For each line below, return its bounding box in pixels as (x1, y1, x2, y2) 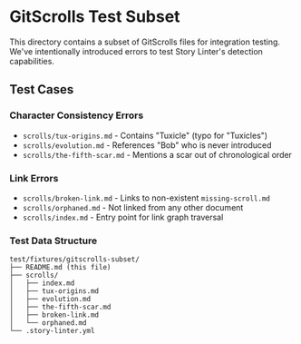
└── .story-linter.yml (9, 327, 95, 336)
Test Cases (9, 82, 74, 97)
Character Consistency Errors (9, 109, 144, 122)
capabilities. (9, 55, 54, 66)
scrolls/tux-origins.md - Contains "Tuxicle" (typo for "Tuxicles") (22, 130, 268, 141)
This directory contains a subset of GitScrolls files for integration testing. (9, 36, 281, 47)
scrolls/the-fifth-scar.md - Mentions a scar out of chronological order (22, 149, 293, 160)
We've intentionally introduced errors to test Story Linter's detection (9, 45, 263, 56)
